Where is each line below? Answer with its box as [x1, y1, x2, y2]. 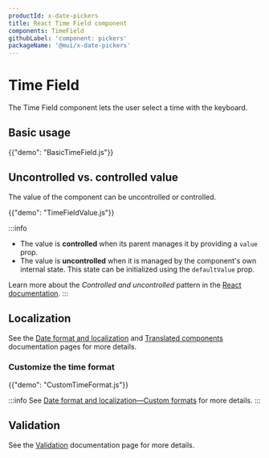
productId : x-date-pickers [8, 11, 99, 20]
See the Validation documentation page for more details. [8, 440, 195, 450]
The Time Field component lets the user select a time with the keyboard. [8, 103, 248, 112]
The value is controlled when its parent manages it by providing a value [19, 239, 259, 248]
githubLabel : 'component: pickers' [8, 34, 128, 43]
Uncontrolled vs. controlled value [8, 170, 179, 185]
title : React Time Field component [8, 19, 128, 27]
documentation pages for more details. [8, 341, 137, 351]
